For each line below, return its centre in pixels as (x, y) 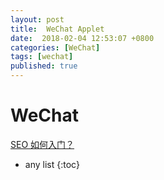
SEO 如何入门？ (42, 144)
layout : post (37, 19)
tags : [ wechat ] (42, 57)
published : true (44, 66)
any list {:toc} (52, 164)
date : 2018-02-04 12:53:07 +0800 (82, 38)
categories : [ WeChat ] (55, 47)
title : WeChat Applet (57, 29)
